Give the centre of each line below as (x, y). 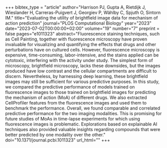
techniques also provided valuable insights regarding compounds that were (83, 129)
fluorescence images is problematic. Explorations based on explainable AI (81, 124)
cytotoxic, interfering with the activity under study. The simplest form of (79, 60)
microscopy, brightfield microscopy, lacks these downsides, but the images (83, 65)
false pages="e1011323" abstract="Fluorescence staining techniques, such (82, 34)
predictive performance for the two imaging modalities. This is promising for (83, 113)
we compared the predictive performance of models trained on (70, 87)
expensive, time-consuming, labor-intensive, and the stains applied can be (82, 55)
